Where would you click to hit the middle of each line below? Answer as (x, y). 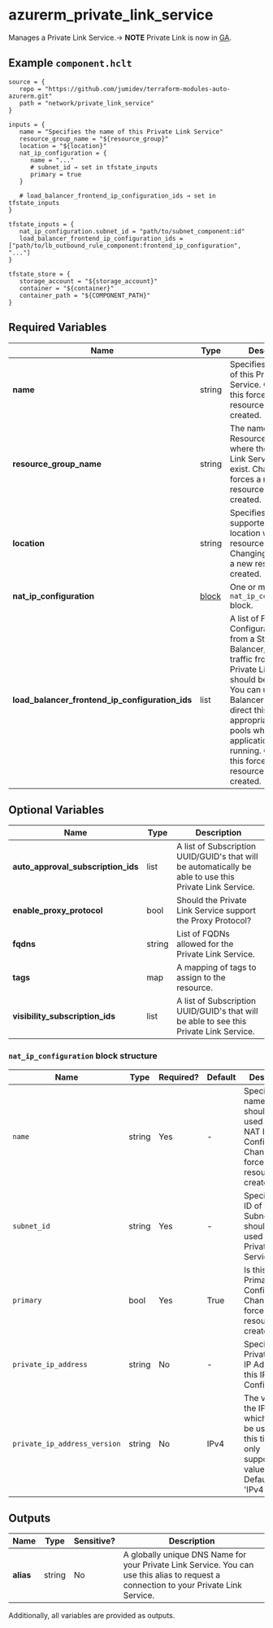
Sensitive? (94, 1541)
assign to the (201, 978)
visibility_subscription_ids (64, 1016)
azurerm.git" (30, 96)
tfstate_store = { (39, 274)
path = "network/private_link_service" (87, 103)
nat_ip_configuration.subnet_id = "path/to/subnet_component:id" (132, 231)
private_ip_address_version (67, 1443)
